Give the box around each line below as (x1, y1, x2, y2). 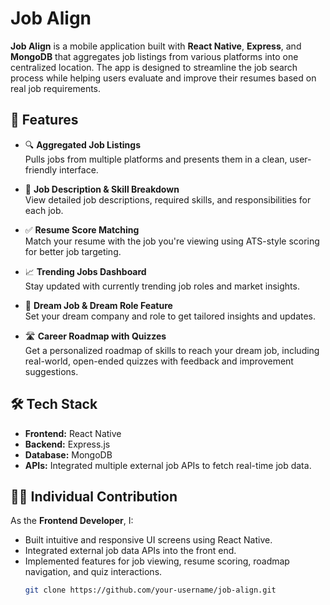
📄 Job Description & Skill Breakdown (24, 183, 180, 195)
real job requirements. (10, 82, 102, 94)
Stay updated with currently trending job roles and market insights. (24, 280, 300, 292)
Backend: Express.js (24, 438, 111, 450)
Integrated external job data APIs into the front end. (24, 545, 237, 557)
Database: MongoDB (24, 448, 113, 461)
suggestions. (24, 365, 79, 377)
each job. (24, 204, 64, 216)
